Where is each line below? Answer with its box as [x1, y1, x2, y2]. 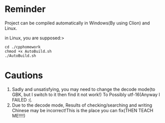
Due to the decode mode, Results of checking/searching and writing [11, 102, 153, 108]
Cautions [4, 70, 43, 81]
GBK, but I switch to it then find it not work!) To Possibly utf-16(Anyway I [11, 91, 160, 98]
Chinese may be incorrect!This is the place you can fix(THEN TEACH [11, 107, 154, 113]
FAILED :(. [11, 97, 32, 103]
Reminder [4, 3, 46, 15]
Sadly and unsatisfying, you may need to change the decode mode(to [11, 86, 156, 92]
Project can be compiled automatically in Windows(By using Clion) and [4, 20, 150, 26]
